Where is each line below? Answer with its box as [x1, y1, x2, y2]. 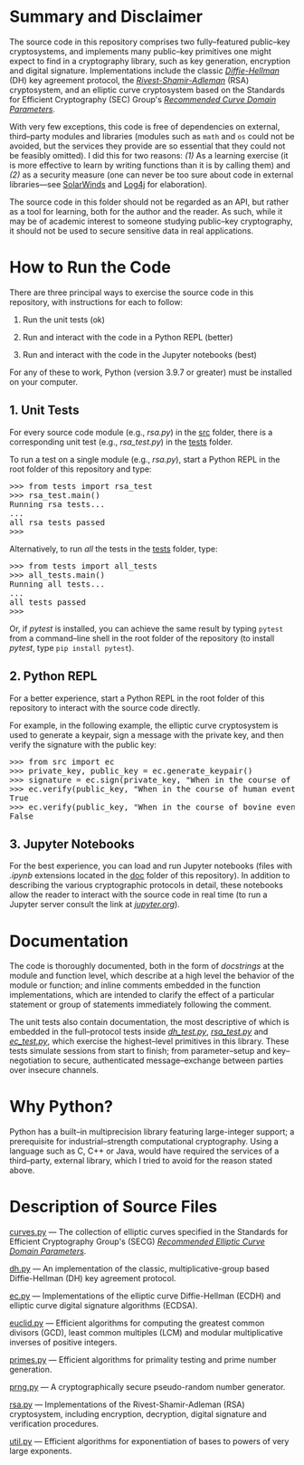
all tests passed [9, 597, 86, 608]
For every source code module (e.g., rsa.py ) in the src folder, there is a [9, 426, 273, 437]
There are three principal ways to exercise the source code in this [9, 287, 254, 298]
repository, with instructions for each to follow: [9, 296, 184, 307]
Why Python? [9, 1096, 113, 1117]
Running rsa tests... [9, 499, 106, 509]
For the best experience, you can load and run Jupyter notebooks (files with [9, 860, 292, 871]
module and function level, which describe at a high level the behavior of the [9, 971, 295, 981]
